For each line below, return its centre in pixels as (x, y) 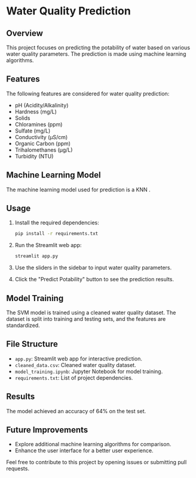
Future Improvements (47, 430)
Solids (22, 118)
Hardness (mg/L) (36, 112)
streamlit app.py (36, 256)
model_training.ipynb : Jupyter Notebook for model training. (89, 371)
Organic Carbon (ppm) (42, 143)
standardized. (23, 325)
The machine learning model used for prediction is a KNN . (78, 190)
